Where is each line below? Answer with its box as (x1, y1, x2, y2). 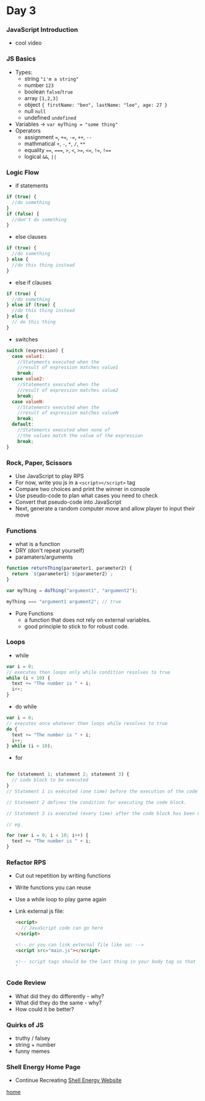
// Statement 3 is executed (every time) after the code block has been (6, 810, 195, 816)
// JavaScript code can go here (21, 925, 103, 931)
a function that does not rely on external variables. (24, 616, 151, 623)
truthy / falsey (15, 1034, 51, 1042)
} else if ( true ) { (6, 302, 56, 308)
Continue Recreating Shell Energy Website (15, 1077, 122, 1084)
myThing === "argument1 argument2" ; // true (6, 598, 121, 605)
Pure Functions (15, 609, 54, 617)
